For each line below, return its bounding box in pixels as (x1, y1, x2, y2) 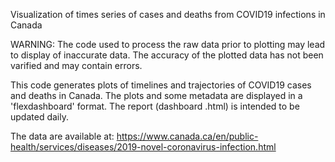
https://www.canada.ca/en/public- (116, 130, 259, 142)
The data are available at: (10, 130, 115, 142)
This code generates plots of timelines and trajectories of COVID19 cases (10, 79, 312, 91)
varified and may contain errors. (10, 60, 143, 71)
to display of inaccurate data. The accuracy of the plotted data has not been (10, 49, 324, 61)
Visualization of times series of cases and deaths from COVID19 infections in (10, 9, 326, 20)
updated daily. (10, 111, 69, 123)
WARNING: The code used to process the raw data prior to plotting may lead (10, 39, 326, 50)
